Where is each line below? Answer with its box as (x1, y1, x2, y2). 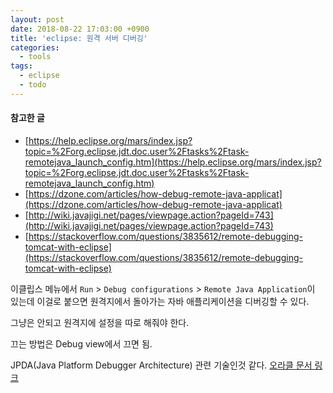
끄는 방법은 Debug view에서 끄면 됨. (10, 337, 153, 350)
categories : (10, 42, 60, 53)
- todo (19, 80, 47, 90)
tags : (10, 61, 33, 71)
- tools (19, 52, 52, 62)
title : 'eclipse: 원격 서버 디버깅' (10, 33, 148, 43)
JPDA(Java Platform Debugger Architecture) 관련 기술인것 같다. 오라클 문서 (10, 359, 313, 371)
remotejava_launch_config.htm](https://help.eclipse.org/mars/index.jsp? (24, 156, 322, 168)
